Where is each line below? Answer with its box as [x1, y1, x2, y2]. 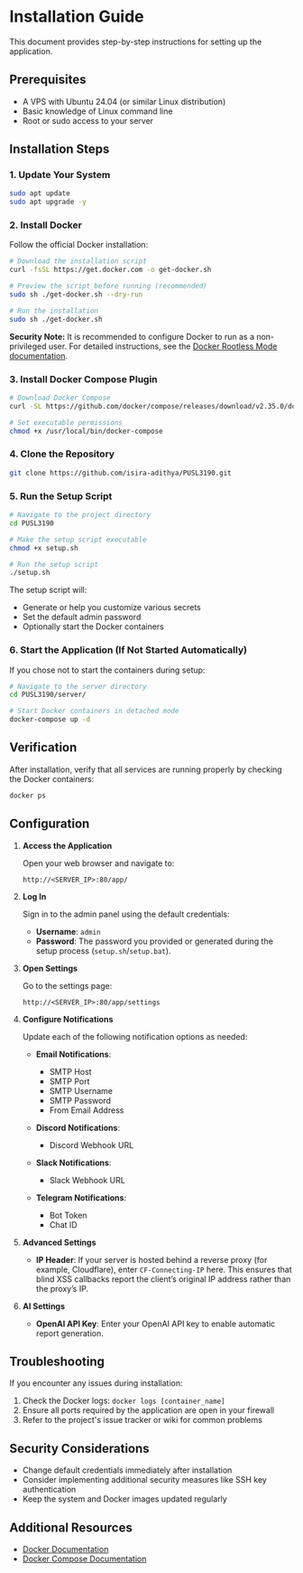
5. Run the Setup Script [9, 490, 113, 503]
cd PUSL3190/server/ [9, 690, 87, 700]
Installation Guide [9, 6, 144, 27]
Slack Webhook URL [49, 1174, 126, 1185]
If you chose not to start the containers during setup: [9, 664, 206, 675]
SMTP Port [49, 1076, 90, 1087]
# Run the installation [9, 306, 99, 316]
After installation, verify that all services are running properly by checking [9, 764, 282, 775]
